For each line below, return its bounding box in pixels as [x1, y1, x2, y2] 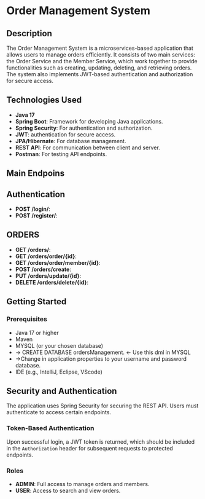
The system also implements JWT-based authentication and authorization [6, 71, 193, 77]
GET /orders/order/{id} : [15, 253, 77, 260]
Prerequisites [6, 315, 47, 323]
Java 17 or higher [15, 329, 60, 336]
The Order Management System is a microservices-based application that [6, 44, 193, 52]
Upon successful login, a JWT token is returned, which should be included [6, 438, 195, 446]
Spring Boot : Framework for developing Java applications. [15, 117, 163, 125]
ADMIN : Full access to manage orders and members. [15, 480, 150, 487]
